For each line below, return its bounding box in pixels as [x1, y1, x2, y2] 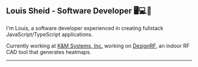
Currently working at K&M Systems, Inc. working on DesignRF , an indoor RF [6, 42, 190, 49]
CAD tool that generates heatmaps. [6, 48, 91, 55]
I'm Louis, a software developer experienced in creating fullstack [6, 24, 164, 32]
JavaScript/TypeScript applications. [6, 31, 93, 38]
